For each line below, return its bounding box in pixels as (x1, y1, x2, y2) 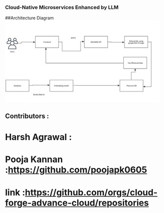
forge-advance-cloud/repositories (5, 197, 149, 208)
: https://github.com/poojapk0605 (5, 165, 147, 175)
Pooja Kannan (5, 154, 63, 165)
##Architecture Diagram (5, 15, 54, 21)
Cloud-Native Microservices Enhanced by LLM (5, 4, 119, 11)
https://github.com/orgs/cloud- (25, 187, 158, 198)
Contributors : (5, 112, 49, 120)
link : (5, 187, 26, 198)
